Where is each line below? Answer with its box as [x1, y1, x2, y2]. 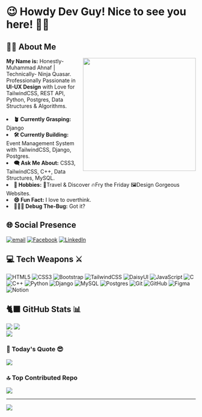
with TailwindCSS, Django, [6, 146, 72, 153]
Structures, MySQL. [6, 174, 55, 181]
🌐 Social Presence [6, 220, 76, 230]
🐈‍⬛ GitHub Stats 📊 [6, 304, 81, 315]
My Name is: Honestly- [6, 58, 64, 64]
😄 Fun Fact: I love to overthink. [14, 196, 91, 203]
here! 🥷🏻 [6, 17, 50, 31]
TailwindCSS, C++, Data [6, 168, 66, 175]
